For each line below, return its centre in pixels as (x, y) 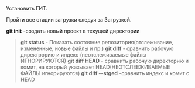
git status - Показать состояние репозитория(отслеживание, (97, 42)
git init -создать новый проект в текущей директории (73, 31)
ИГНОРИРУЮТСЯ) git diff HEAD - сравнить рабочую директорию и (105, 61)
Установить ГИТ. (27, 8)
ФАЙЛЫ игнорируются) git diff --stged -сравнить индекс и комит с (105, 73)
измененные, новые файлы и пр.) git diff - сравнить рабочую (97, 48)
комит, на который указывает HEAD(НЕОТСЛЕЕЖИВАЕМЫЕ (95, 67)
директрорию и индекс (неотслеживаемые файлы (83, 54)
